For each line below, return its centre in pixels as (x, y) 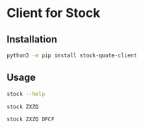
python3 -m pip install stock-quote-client (72, 55)
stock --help (26, 94)
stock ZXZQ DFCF (31, 119)
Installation (32, 39)
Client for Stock (54, 13)
